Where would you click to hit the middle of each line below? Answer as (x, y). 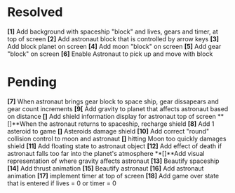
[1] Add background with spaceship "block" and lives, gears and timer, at (113, 31)
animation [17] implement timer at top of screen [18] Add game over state (113, 176)
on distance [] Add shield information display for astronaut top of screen (112, 116)
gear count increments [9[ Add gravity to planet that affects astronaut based (118, 108)
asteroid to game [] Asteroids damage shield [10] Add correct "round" (108, 131)
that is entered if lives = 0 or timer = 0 (62, 183)
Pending (32, 82)
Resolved (35, 12)
